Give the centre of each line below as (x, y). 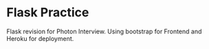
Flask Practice (48, 13)
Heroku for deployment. (40, 38)
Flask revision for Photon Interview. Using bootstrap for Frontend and (104, 31)
